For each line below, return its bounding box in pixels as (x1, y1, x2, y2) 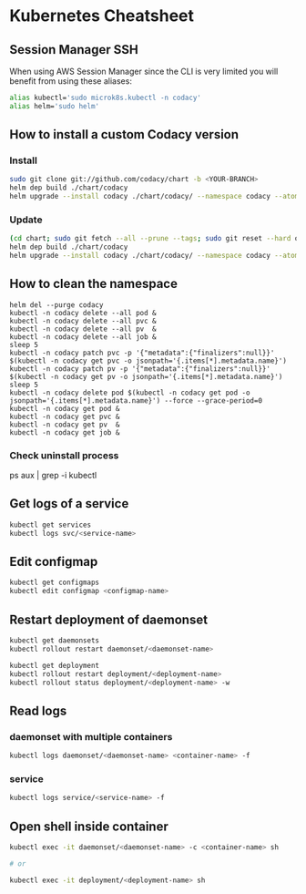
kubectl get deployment (9, 661, 100, 670)
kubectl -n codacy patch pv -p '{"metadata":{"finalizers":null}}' (9, 364, 271, 374)
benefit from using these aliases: (9, 76, 132, 87)
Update (9, 213, 43, 226)
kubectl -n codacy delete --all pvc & (9, 316, 157, 325)
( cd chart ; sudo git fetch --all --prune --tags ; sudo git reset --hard (9, 234, 291, 243)
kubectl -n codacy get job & (9, 427, 120, 437)
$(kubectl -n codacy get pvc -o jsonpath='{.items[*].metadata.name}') (9, 356, 287, 365)
